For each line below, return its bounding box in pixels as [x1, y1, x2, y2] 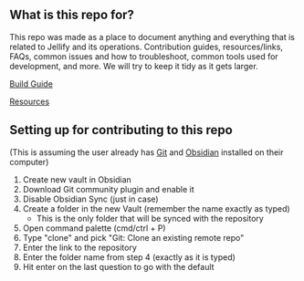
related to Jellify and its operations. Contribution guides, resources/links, [9, 41, 283, 52]
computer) [9, 156, 49, 167]
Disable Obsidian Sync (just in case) [22, 193, 159, 204]
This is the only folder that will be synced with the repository [36, 213, 265, 224]
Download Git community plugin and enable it [22, 183, 194, 194]
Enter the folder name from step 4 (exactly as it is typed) [22, 251, 236, 263]
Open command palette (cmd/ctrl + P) [22, 223, 166, 234]
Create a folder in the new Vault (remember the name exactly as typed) [22, 203, 290, 213]
